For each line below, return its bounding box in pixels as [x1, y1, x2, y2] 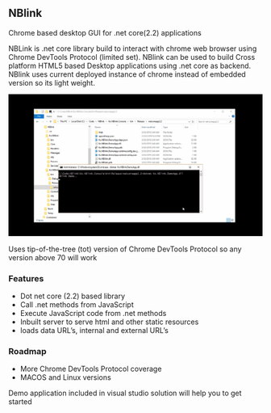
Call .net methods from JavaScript [19, 300, 135, 310]
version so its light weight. [8, 78, 95, 87]
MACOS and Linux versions [19, 373, 111, 382]
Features [8, 272, 44, 284]
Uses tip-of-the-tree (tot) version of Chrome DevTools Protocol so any [8, 244, 242, 254]
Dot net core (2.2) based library [19, 291, 126, 301]
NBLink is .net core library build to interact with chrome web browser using [8, 44, 257, 53]
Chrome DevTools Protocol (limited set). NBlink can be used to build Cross [8, 52, 256, 61]
